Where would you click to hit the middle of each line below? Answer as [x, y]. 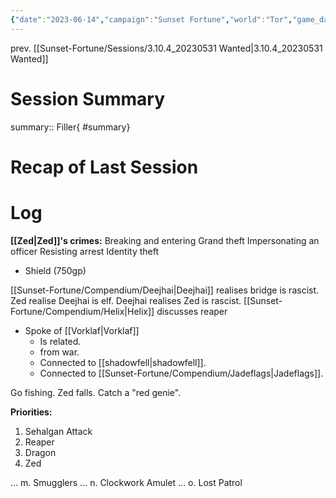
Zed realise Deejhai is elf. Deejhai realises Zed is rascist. [126, 300]
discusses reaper [192, 311]
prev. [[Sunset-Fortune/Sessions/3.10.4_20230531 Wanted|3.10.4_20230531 [166, 48]
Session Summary [88, 98]
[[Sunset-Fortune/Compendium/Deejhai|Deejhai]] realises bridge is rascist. [165, 290]
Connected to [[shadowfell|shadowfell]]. [123, 362]
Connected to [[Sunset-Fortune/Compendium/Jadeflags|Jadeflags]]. [181, 373]
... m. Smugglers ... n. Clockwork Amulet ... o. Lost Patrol [126, 482]
